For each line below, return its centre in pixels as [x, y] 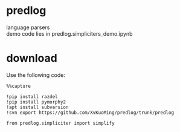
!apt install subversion [37, 107]
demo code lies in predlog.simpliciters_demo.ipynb [69, 33]
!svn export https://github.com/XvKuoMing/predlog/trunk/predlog [90, 113]
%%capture [19, 86]
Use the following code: [36, 75]
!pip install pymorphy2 [36, 102]
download [32, 58]
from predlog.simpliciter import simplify [60, 123]
